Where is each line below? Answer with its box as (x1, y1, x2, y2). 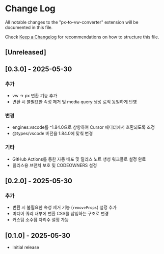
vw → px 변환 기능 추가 (12, 93, 57, 99)
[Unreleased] (5, 48, 47, 56)
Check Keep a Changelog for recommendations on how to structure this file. (5, 34, 160, 40)
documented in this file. (5, 24, 53, 30)
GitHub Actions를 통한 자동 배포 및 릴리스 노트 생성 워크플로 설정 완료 (12, 156, 146, 162)
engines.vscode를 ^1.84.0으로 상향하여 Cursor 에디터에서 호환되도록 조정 (12, 124, 155, 130)
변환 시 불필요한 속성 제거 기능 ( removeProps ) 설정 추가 (12, 204, 117, 210)
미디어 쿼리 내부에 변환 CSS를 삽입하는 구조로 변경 (12, 211, 109, 217)
